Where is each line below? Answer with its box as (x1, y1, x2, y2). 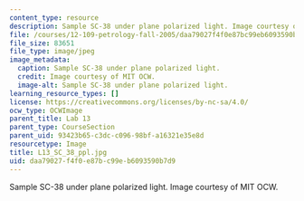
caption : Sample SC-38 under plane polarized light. (17, 64, 221, 73)
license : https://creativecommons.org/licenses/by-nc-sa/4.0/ (9, 97, 249, 107)
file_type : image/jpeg (9, 47, 95, 56)
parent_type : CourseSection (9, 123, 116, 132)
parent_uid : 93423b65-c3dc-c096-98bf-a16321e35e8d (9, 131, 204, 140)
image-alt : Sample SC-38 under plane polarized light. (17, 81, 229, 90)
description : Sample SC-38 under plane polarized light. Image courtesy (9, 22, 290, 31)
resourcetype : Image (9, 139, 88, 148)
